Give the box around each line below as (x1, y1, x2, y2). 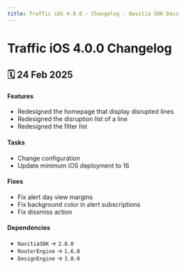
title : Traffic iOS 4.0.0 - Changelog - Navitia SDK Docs (7, 10, 179, 17)
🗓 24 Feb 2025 (7, 69, 73, 81)
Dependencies (7, 224, 51, 232)
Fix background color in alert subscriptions (17, 200, 141, 208)
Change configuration (17, 154, 80, 162)
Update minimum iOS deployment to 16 (17, 161, 130, 170)
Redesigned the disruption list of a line (17, 115, 128, 123)
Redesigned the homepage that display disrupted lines (17, 108, 174, 116)
